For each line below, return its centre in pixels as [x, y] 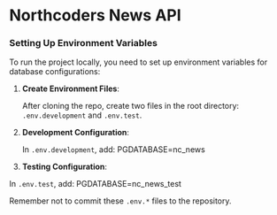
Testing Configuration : [65, 167]
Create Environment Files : [70, 88]
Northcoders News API [95, 15]
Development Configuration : [76, 133]
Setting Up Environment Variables [83, 43]
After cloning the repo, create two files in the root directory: [131, 106]
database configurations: [55, 72]
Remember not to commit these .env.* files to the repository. [120, 201]
